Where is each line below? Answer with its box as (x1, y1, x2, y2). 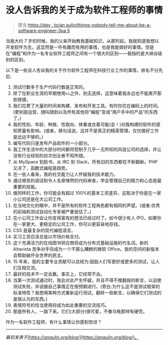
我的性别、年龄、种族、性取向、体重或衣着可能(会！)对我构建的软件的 (12, 121, 157, 127)
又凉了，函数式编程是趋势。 (12, 165, 70, 171)
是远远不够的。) (12, 134, 43, 140)
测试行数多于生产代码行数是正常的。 (12, 84, 88, 90)
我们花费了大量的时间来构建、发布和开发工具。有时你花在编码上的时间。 (12, 103, 162, 109)
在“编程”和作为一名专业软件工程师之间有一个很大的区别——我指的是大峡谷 (5, 50, 159, 56)
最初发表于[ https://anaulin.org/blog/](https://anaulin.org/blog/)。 (5, 334, 139, 340)
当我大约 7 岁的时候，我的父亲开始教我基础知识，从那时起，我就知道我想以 (5, 38, 159, 44)
